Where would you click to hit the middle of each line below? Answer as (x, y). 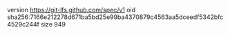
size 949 (53, 24)
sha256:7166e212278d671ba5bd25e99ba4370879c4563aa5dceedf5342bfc (115, 17)
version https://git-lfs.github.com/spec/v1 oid (71, 10)
